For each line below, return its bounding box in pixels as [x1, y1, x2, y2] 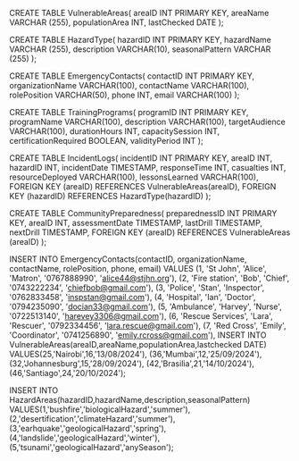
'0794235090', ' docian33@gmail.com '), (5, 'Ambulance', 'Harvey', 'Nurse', [9, 301, 283, 312]
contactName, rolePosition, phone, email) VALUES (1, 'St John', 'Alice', [9, 264, 267, 273]
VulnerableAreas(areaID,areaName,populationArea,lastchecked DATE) [9, 339, 267, 349]
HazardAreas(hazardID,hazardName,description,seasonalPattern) [9, 395, 251, 405]
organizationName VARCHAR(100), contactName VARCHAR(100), [9, 80, 250, 90]
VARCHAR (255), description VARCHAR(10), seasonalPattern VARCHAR [9, 44, 271, 54]
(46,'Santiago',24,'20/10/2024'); [9, 368, 127, 378]
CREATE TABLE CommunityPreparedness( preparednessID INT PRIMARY [9, 208, 278, 218]
